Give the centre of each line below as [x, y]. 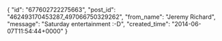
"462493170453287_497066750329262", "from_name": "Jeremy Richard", [112, 17]
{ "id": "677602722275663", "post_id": [61, 10]
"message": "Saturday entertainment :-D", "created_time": [89, 24]
